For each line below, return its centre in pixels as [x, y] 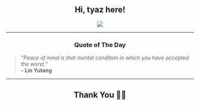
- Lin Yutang [36, 70]
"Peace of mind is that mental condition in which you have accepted [105, 58]
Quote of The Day [100, 45]
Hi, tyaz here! [100, 10]
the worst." [34, 64]
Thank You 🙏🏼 [100, 95]
